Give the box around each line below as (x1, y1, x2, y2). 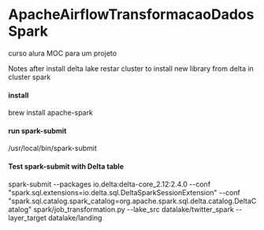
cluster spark (8, 72, 51, 81)
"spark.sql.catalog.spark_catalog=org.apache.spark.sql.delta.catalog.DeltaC (8, 196, 257, 205)
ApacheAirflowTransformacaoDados (8, 6, 255, 24)
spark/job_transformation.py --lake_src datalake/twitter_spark (33, 204, 234, 214)
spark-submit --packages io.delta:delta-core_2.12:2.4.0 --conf (8, 179, 211, 189)
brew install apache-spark (8, 108, 93, 118)
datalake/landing (48, 213, 102, 222)
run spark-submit (8, 126, 67, 135)
